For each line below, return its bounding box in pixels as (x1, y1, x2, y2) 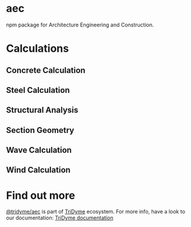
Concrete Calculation (6, 65, 86, 75)
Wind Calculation (6, 165, 71, 175)
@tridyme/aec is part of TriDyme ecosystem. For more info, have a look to (6, 208, 186, 215)
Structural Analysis (6, 105, 79, 115)
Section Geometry (6, 125, 75, 135)
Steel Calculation (6, 85, 70, 95)
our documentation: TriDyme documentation (6, 214, 113, 222)
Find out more (6, 189, 75, 202)
